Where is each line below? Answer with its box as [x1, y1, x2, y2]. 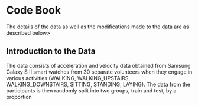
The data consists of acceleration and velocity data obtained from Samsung [6, 62, 191, 69]
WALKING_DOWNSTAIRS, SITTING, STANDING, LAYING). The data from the [6, 81, 191, 88]
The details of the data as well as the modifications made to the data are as [6, 23, 189, 30]
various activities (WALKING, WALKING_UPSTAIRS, [6, 74, 130, 81]
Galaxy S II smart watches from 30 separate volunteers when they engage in [6, 68, 193, 75]
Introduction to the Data [6, 47, 96, 57]
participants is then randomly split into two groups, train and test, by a [6, 87, 177, 94]
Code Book [6, 4, 61, 17]
